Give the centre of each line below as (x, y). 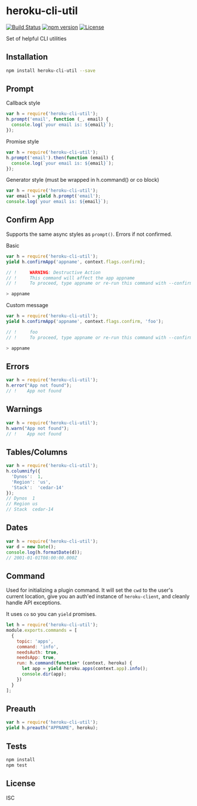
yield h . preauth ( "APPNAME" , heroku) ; (52, 728)
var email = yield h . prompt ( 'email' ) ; (53, 196)
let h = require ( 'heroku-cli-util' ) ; (52, 625)
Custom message (27, 305)
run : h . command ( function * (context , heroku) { (74, 663)
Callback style (23, 103)
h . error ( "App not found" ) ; (39, 386)
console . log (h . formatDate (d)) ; (44, 552)
